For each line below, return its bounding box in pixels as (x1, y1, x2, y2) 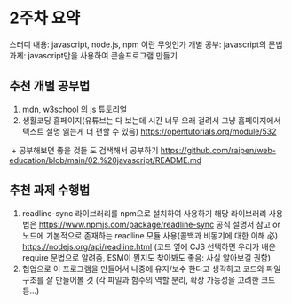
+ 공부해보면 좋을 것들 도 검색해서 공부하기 (11, 144, 159, 155)
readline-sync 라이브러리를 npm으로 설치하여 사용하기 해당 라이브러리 (21, 207, 267, 218)
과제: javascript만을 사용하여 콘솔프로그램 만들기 (9, 50, 178, 60)
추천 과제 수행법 (9, 183, 91, 198)
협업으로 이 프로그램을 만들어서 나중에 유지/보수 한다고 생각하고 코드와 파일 (21, 263, 281, 274)
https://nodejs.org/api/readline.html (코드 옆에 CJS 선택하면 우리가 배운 (21, 241, 277, 252)
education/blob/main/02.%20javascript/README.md (9, 154, 202, 165)
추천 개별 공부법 (9, 79, 91, 94)
